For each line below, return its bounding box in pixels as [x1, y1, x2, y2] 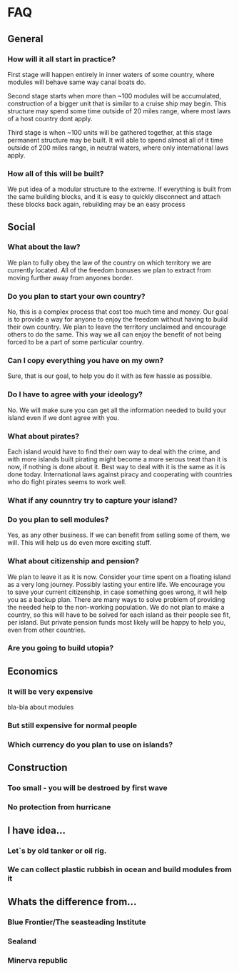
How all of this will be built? [7, 168, 104, 178]
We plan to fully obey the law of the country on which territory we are [7, 258, 212, 267]
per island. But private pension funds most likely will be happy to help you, [7, 618, 226, 626]
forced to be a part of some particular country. [7, 338, 144, 347]
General [7, 33, 44, 45]
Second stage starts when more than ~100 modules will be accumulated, [7, 91, 222, 100]
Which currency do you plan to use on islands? [7, 740, 173, 750]
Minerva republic [7, 955, 68, 965]
